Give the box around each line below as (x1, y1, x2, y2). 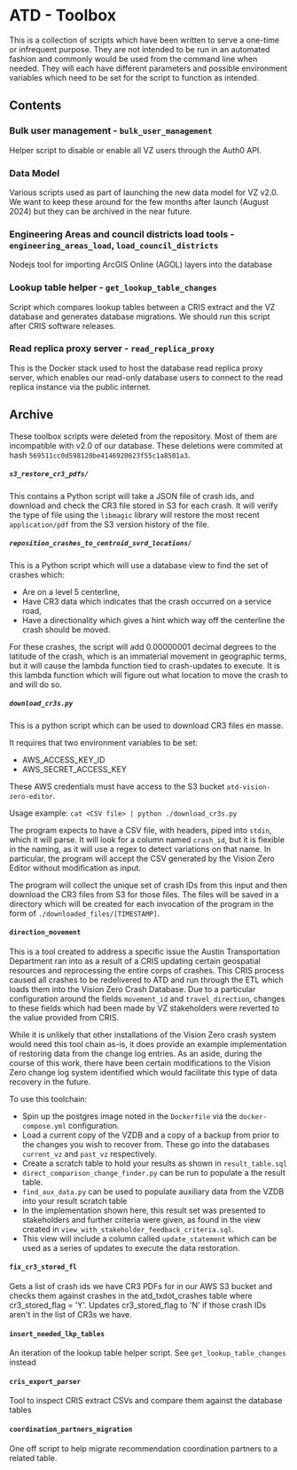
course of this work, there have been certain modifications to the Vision (9, 1057, 271, 1068)
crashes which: (9, 569, 65, 580)
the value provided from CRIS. (9, 1012, 120, 1022)
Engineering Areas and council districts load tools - (9, 228, 235, 240)
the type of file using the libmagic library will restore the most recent (9, 509, 260, 520)
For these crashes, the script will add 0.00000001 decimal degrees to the (9, 641, 277, 652)
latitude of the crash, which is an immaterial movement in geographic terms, (9, 651, 287, 661)
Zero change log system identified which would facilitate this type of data (9, 1067, 277, 1077)
